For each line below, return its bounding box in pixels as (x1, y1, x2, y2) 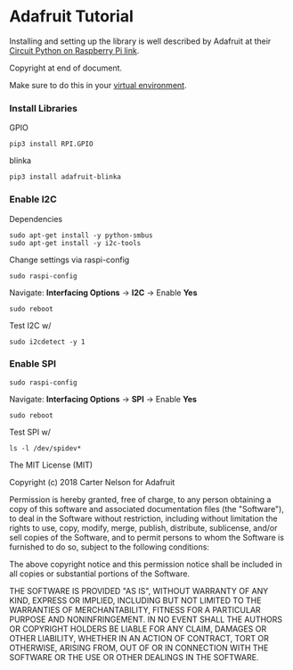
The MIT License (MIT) (9, 459, 94, 470)
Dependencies (9, 213, 63, 224)
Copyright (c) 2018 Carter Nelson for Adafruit (9, 476, 175, 487)
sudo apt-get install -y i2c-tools (9, 238, 142, 247)
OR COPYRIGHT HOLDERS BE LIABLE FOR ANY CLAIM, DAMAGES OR (9, 623, 267, 634)
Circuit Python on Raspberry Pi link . (9, 45, 140, 55)
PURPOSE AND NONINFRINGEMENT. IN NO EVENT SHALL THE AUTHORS (9, 614, 283, 625)
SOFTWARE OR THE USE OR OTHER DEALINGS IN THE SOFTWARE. (9, 651, 259, 662)
